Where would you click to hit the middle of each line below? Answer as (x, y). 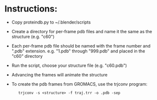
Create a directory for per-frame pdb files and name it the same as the (82, 31)
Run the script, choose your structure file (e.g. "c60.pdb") (69, 65)
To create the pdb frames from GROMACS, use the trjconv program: (79, 84)
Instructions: (31, 9)
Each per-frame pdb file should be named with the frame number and (81, 46)
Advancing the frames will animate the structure (59, 75)
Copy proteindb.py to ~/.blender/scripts (51, 22)
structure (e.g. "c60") (33, 37)
